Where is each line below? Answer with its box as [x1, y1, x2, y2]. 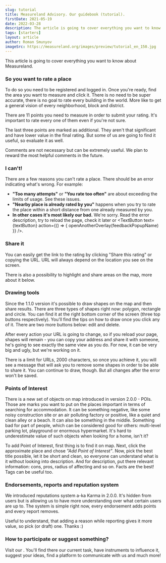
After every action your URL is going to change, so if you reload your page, [5, 331, 158, 337]
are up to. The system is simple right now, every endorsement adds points [5, 503, 157, 509]
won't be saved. [5, 373, 38, 378]
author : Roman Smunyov [5, 40, 52, 45]
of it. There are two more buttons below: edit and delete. [5, 321, 120, 327]
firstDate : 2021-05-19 [5, 16, 52, 21]
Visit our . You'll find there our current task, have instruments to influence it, [5, 547, 160, 553]
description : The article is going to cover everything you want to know [5, 26, 161, 31]
